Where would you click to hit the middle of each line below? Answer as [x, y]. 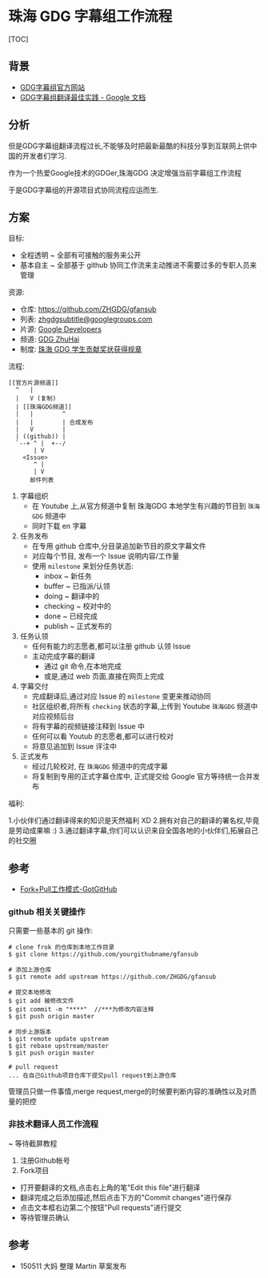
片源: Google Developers [61, 329]
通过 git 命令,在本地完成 [82, 667]
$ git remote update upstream [59, 1039]
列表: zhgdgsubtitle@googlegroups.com [86, 319]
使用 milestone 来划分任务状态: [82, 566]
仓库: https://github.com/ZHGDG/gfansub [88, 309]
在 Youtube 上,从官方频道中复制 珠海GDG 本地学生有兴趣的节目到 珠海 [146, 506]
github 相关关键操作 [47, 912]
